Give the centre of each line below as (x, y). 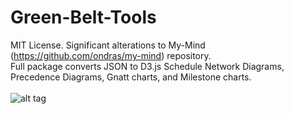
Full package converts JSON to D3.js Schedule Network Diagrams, (147, 66)
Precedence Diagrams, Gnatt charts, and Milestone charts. (131, 77)
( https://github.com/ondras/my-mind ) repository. (111, 55)
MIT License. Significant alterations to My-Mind (108, 45)
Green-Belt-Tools (83, 17)
